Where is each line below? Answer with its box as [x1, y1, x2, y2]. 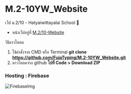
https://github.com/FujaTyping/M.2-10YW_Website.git [12, 54, 126, 60]
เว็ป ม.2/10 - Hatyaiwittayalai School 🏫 [5, 20, 79, 25]
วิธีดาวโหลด [5, 39, 24, 45]
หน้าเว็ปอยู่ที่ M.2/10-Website [12, 29, 64, 35]
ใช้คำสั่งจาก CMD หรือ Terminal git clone [12, 49, 87, 55]
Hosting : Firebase [5, 72, 50, 79]
